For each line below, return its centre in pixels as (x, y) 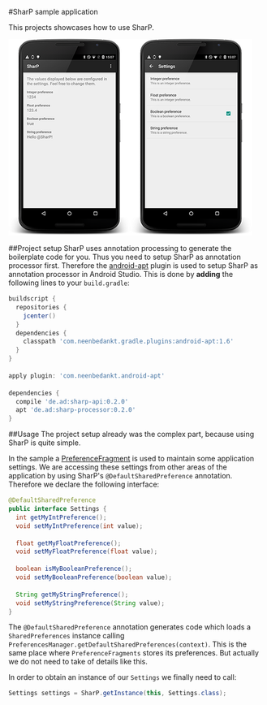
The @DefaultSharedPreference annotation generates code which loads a (130, 627)
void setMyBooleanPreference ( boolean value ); (94, 577)
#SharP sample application (54, 12)
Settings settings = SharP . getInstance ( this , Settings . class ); (118, 694)
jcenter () (40, 316)
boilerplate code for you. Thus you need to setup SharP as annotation (125, 257)
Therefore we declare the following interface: (84, 484)
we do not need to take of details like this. (78, 662)
